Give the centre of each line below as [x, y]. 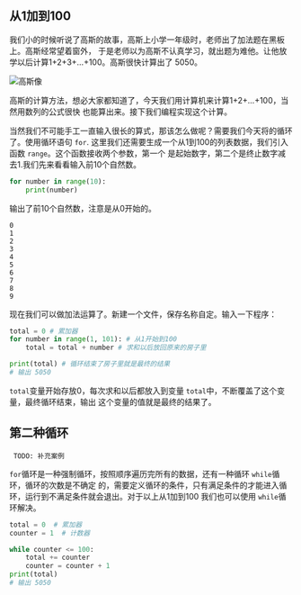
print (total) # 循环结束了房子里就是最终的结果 [90, 364]
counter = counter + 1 [68, 566]
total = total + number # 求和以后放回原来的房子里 [116, 348]
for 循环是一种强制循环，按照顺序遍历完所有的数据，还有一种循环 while [141, 473]
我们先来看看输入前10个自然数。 [82, 164]
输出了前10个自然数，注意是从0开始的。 [83, 208]
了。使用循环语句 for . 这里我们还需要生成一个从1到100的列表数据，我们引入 [149, 141]
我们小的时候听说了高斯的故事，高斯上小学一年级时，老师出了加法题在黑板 [147, 40]
